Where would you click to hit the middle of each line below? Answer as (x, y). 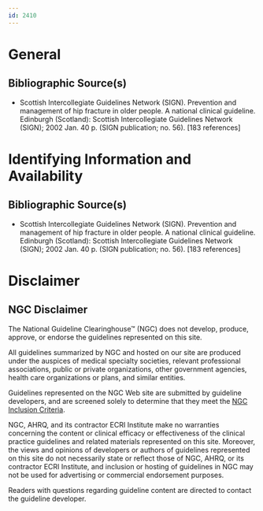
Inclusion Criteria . (37, 409)
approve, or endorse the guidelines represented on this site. (105, 337)
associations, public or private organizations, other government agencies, (128, 369)
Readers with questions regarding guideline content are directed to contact (130, 490)
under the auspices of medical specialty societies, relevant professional (125, 361)
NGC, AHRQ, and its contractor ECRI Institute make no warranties (114, 424)
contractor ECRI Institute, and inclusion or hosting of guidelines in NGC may (131, 466)
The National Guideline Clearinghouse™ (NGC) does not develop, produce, (129, 328)
